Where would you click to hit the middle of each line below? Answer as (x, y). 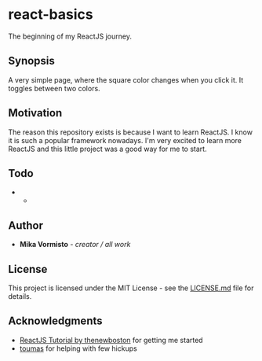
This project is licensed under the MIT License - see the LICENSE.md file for (131, 288)
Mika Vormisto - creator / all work (75, 245)
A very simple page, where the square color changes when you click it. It (126, 79)
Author (25, 225)
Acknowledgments (56, 321)
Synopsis (31, 61)
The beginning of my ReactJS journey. (70, 36)
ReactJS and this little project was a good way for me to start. (107, 149)
